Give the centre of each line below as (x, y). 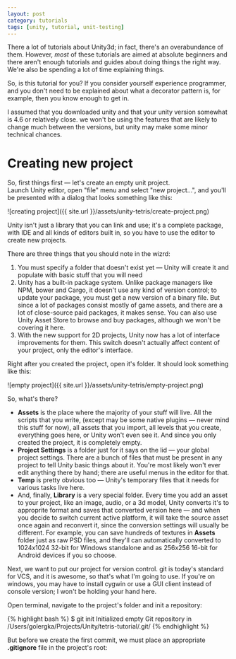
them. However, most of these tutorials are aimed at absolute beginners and (117, 54)
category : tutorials (38, 21)
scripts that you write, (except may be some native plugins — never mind (123, 420)
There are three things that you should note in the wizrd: (89, 254)
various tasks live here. (51, 488)
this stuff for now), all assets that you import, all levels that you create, (119, 428)
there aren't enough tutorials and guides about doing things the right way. (114, 62)
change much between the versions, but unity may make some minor (107, 127)
